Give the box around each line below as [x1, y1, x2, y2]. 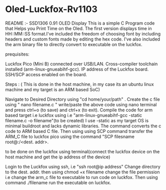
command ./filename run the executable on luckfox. [5, 179, 111, 185]
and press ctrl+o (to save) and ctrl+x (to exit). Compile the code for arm [5, 107, 153, 113]
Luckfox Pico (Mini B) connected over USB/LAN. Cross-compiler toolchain [5, 61, 158, 67]
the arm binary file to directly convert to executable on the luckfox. [5, 41, 142, 47]
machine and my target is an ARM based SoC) [5, 86, 100, 92]
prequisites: [5, 51, 29, 57]
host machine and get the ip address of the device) [5, 154, 110, 160]
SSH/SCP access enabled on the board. [5, 71, 87, 77]
